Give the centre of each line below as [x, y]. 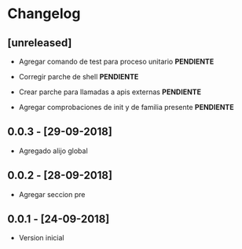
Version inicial [41, 238]
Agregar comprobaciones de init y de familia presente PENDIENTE [126, 107]
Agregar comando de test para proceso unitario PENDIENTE [116, 61]
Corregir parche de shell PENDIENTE [79, 77]
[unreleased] [40, 43]
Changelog [44, 14]
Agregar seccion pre [52, 194]
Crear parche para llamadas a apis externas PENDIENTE [110, 92]
